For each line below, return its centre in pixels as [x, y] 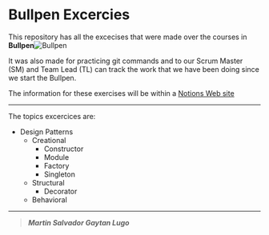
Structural [48, 182]
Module [56, 157]
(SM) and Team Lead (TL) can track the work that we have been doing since [134, 69]
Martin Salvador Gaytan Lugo [78, 222]
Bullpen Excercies [69, 15]
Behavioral [50, 199]
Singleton [60, 174]
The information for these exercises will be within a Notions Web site [121, 93]
